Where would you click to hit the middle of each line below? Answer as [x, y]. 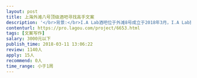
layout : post [22, 11]
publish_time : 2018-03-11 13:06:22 [50, 45]
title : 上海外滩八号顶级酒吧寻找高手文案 [50, 17]
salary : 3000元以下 [28, 39]
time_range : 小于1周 [30, 66]
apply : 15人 [20, 55]
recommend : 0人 [24, 60]
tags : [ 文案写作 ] [26, 33]
